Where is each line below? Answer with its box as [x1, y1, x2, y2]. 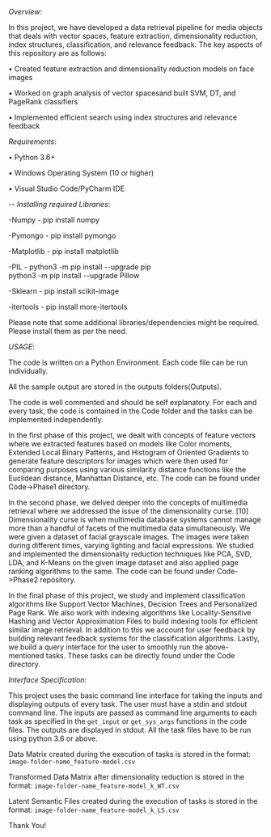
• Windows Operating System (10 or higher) [8, 168, 155, 177]
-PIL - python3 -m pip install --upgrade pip [8, 262, 151, 272]
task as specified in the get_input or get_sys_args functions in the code [8, 717, 248, 726]
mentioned [8, 651, 44, 660]
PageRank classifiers [8, 97, 78, 106]
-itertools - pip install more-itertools [8, 302, 128, 311]
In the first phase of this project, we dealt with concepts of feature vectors [8, 430, 256, 440]
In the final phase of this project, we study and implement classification [8, 590, 246, 600]
